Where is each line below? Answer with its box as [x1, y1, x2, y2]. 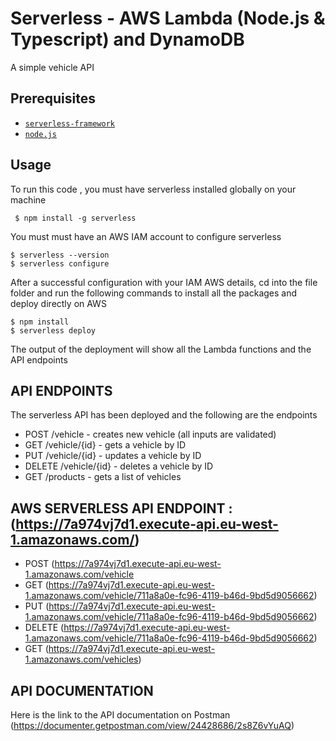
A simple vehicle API [10, 61, 95, 73]
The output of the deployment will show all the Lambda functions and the [10, 343, 312, 355]
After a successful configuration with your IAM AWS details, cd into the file [10, 276, 318, 288]
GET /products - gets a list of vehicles [24, 471, 182, 483]
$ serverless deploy [10, 325, 97, 336]
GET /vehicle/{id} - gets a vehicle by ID [24, 439, 187, 451]
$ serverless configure [10, 258, 110, 269]
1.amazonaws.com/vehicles [24, 653, 139, 666]
